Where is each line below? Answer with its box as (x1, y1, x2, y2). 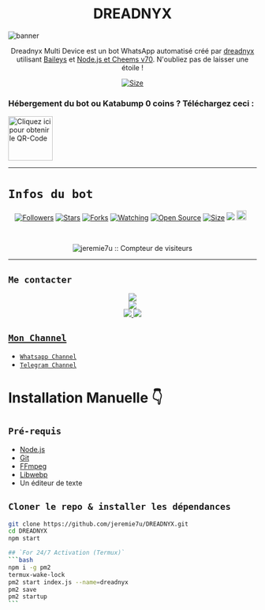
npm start (8, 534, 41, 543)
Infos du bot (8, 187, 93, 202)
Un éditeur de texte (19, 478, 83, 488)
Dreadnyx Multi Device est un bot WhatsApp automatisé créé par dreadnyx (10, 46, 255, 55)
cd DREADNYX (8, 527, 47, 535)
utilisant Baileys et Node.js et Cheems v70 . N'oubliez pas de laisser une (16, 54, 249, 64)
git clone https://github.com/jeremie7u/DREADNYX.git (8, 520, 189, 528)
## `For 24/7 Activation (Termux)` (8, 549, 125, 557)
